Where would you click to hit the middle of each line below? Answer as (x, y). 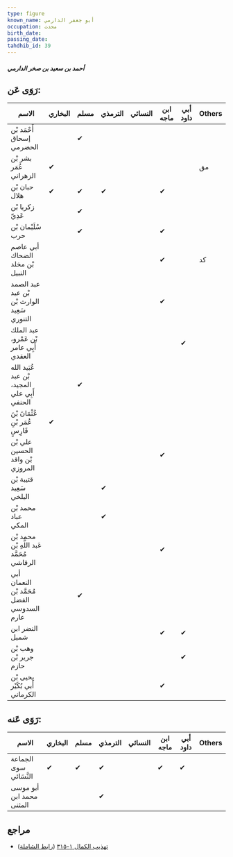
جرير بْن (22, 657)
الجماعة (22, 759)
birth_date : (24, 33)
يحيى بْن (23, 677)
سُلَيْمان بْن (26, 227)
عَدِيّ (17, 216)
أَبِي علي (23, 393)
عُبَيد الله (23, 367)
